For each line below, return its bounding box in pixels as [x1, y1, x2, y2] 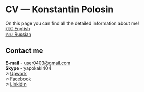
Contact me [5, 47, 43, 55]
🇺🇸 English [5, 25, 30, 31]
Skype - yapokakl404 [5, 65, 52, 71]
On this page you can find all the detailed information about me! [5, 20, 139, 26]
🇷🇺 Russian [5, 31, 32, 37]
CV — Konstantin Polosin [5, 4, 114, 15]
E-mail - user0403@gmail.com [5, 60, 71, 66]
